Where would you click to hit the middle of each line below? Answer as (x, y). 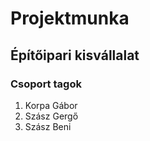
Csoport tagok (46, 84)
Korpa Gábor (51, 105)
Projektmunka (70, 18)
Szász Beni (48, 126)
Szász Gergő (51, 116)
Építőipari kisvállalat (75, 55)
